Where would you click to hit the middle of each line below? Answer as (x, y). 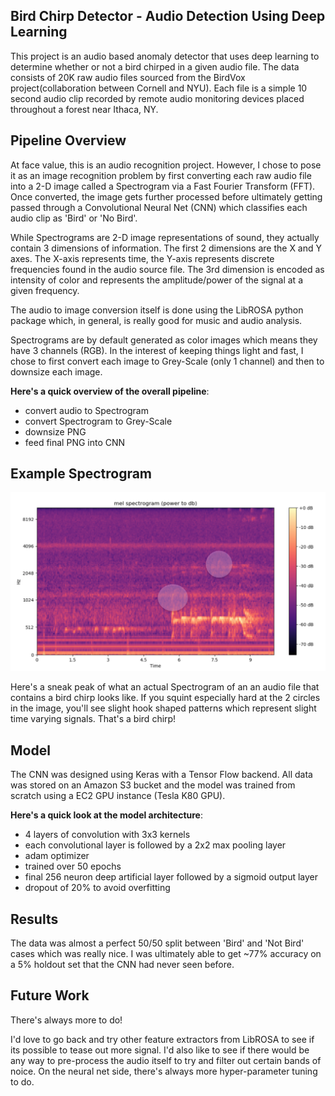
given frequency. (45, 290)
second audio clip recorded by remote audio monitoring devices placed (157, 98)
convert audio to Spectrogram (86, 410)
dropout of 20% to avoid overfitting (97, 888)
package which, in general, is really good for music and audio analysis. (156, 320)
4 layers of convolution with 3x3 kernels (107, 835)
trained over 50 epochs (73, 866)
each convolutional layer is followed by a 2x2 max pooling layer (155, 845)
